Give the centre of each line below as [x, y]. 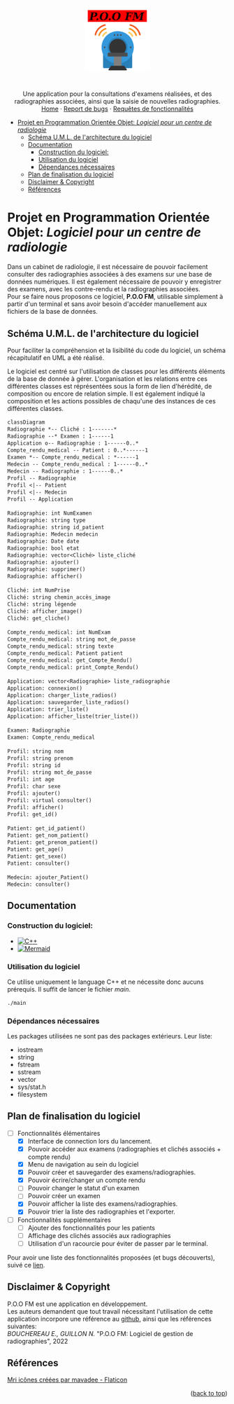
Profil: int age [31, 779]
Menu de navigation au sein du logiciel [83, 1165]
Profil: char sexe [34, 786]
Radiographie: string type [46, 520]
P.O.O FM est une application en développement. [78, 1304]
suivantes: [22, 1326]
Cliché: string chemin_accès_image [59, 597]
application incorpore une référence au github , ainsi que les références [109, 1319]
